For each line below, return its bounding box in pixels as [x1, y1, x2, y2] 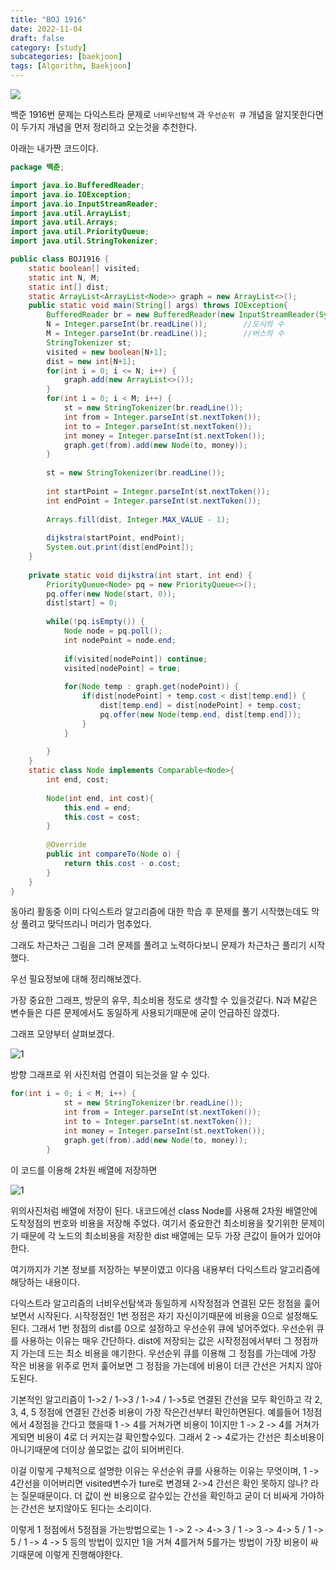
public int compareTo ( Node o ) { [46, 849, 182, 859]
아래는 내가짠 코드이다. [10, 142, 99, 154]
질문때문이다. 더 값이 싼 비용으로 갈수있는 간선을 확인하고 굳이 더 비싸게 [20, 1489, 298, 1501]
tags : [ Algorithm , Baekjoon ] [10, 61, 132, 71]
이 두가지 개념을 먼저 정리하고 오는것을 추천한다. [10, 121, 198, 133]
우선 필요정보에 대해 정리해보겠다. [10, 973, 142, 985]
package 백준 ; [10, 162, 65, 172]
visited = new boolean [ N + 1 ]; [46, 347, 168, 357]
